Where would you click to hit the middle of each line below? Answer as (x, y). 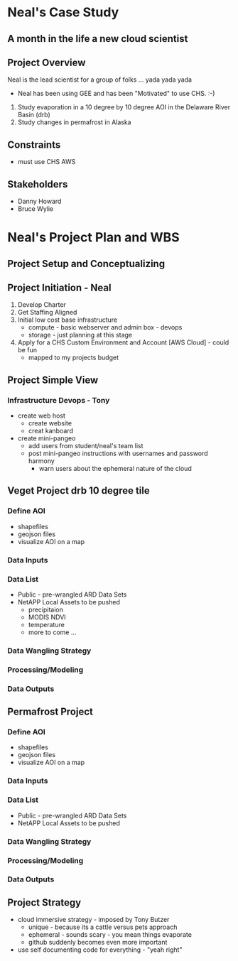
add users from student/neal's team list (86, 446)
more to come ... (52, 632)
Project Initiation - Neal (59, 287)
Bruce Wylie (36, 209)
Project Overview (47, 62)
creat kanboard (50, 431)
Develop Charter (42, 305)
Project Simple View (53, 380)
